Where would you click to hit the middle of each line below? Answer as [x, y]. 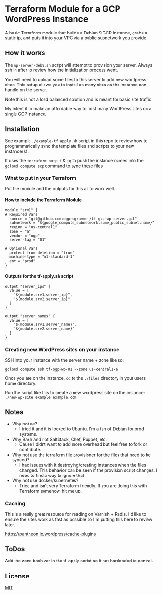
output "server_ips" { [28, 287]
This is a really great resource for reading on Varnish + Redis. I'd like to [76, 514]
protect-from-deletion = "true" [42, 253]
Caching [15, 504]
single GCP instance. [26, 114]
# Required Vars [21, 215]
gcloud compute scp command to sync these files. [54, 166]
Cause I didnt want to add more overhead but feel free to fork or [83, 444]
